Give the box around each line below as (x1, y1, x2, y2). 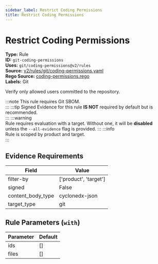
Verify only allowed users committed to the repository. (5, 88, 120, 95)
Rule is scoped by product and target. (5, 131, 85, 138)
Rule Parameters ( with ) (5, 218, 80, 227)
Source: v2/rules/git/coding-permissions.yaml (5, 68, 104, 74)
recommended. (5, 109, 38, 116)
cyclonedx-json (59, 192, 98, 199)
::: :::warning (5, 115, 32, 121)
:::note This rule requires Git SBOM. (5, 99, 81, 105)
